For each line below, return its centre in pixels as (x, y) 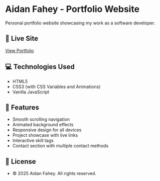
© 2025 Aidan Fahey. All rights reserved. (54, 174)
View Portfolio (19, 50)
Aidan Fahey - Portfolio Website (72, 9)
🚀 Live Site (22, 39)
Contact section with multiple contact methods (60, 146)
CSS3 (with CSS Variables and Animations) (56, 87)
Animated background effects (43, 125)
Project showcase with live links (45, 135)
